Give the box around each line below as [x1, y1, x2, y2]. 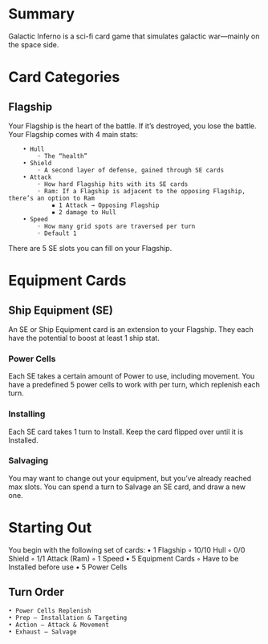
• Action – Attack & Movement [8, 621, 110, 629]
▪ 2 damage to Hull [51, 208, 116, 217]
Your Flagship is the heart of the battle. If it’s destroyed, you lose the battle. [8, 121, 257, 131]
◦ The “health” [37, 152, 88, 160]
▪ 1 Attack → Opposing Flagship [51, 201, 160, 209]
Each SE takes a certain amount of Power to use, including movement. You [8, 371, 255, 381]
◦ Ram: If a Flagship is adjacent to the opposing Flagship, [37, 187, 246, 195]
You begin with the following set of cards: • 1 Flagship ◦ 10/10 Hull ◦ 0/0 [8, 545, 246, 554]
